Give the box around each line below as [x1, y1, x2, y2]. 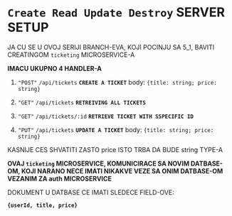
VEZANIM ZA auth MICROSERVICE [7, 174, 112, 183]
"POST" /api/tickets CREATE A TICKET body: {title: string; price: [17, 77, 217, 86]
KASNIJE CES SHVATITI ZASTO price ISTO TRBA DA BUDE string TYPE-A [7, 145, 223, 153]
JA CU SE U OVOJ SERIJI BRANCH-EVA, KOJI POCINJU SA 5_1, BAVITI [7, 43, 215, 51]
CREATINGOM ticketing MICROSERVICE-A [7, 50, 135, 59]
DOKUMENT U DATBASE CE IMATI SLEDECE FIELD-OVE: [7, 188, 174, 196]
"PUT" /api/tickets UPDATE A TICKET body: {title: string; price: [17, 125, 214, 134]
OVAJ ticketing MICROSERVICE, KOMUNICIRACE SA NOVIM [7, 159, 190, 168]
